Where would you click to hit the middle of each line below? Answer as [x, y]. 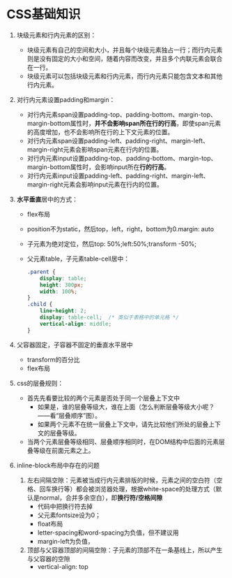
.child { [40, 305]
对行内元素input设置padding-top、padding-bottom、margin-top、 [122, 158]
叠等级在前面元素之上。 [61, 450]
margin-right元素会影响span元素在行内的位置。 [95, 149]
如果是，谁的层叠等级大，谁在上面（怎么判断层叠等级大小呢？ [126, 407]
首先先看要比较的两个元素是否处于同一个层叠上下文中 [103, 398]
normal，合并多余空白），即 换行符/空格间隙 [101, 498]
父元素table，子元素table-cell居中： [78, 259]
